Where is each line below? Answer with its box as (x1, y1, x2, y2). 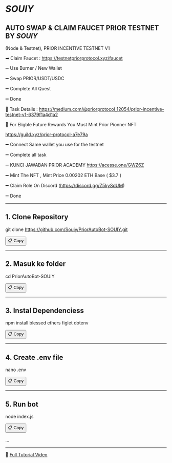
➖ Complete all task (5, 152, 47, 158)
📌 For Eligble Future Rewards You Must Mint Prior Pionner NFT (5, 122, 137, 127)
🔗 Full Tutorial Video (5, 452, 48, 458)
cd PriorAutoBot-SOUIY (5, 273, 55, 279)
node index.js (5, 414, 34, 420)
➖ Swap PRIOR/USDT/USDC (5, 75, 64, 81)
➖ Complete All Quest (5, 86, 51, 91)
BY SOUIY (5, 31, 38, 40)
